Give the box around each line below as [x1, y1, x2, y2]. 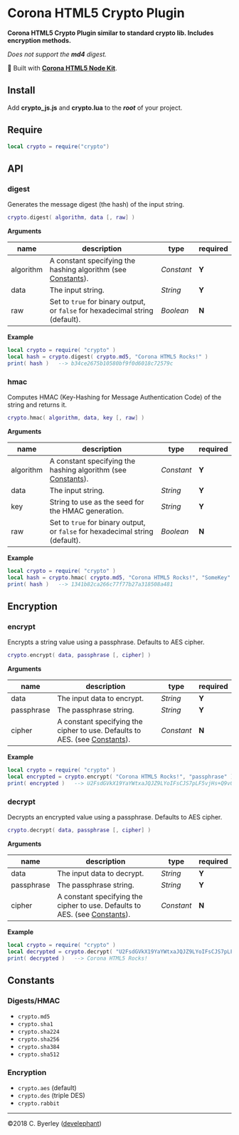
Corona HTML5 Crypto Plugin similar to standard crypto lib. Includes [7, 28, 214, 37]
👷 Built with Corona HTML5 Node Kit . [7, 63, 117, 72]
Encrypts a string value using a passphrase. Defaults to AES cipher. [7, 638, 205, 646]
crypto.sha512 [17, 1051, 60, 1059]
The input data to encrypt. [56, 693, 144, 703]
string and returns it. [7, 400, 68, 409]
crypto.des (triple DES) [17, 1092, 85, 1100]
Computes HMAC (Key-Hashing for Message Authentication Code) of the [7, 393, 222, 401]
